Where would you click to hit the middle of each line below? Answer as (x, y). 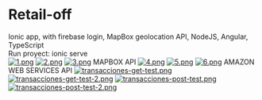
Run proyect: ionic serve (48, 53)
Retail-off (40, 15)
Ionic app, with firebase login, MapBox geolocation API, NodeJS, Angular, (128, 37)
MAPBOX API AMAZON (173, 62)
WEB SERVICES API (40, 70)
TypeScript (26, 44)
